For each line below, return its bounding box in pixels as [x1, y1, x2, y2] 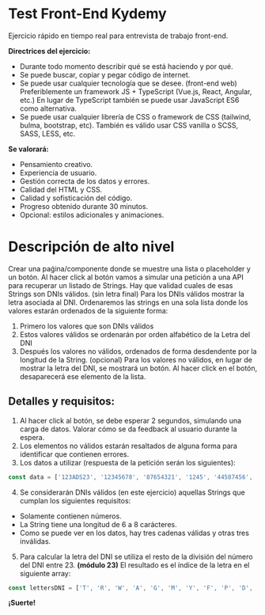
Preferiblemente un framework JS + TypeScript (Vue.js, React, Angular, [19, 86, 252, 96]
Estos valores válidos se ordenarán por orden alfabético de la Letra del [19, 329, 251, 339]
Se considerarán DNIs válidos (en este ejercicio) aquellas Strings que [19, 488, 245, 497]
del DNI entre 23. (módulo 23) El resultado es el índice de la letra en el [19, 560, 250, 570]
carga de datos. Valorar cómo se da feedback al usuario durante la [19, 424, 237, 434]
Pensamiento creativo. [19, 159, 93, 169]
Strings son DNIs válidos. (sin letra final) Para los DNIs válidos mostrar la [8, 289, 245, 298]
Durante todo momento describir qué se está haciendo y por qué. [19, 61, 233, 71]
